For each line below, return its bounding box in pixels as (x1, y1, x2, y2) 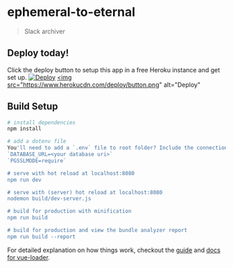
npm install (7, 126, 42, 133)
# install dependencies (7, 119, 76, 126)
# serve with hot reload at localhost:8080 (7, 169, 135, 177)
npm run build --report (7, 233, 76, 240)
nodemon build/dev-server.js (7, 195, 92, 202)
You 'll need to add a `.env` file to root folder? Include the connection (7, 144, 228, 151)
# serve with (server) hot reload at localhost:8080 (7, 189, 163, 196)
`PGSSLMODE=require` (7, 157, 67, 164)
